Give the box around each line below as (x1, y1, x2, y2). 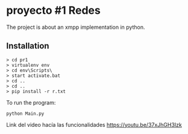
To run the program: (6, 99, 56, 106)
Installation (6, 41, 49, 51)
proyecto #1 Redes (6, 4, 101, 17)
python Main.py (6, 111, 45, 117)
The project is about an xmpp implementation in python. (6, 23, 145, 31)
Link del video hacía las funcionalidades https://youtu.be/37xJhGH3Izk (6, 121, 183, 128)
